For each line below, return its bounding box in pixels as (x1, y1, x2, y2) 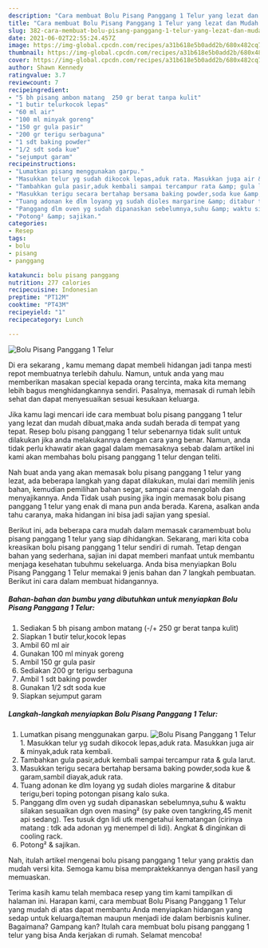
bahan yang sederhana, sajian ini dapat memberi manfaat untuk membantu (8, 550, 255, 560)
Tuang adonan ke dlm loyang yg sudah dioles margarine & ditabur (19, 780, 236, 790)
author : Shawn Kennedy (8, 64, 84, 72)
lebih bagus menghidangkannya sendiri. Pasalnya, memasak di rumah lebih (8, 385, 255, 395)
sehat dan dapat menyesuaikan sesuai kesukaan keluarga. (8, 394, 200, 403)
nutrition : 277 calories (8, 279, 91, 287)
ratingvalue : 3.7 (8, 71, 66, 79)
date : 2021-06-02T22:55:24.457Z (8, 34, 116, 42)
